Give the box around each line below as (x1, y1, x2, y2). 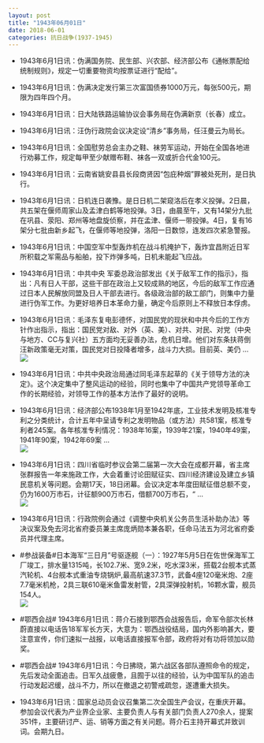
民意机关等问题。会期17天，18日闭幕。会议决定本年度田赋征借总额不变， (19, 480, 255, 489)
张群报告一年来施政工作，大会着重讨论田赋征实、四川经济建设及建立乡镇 (19, 470, 255, 479)
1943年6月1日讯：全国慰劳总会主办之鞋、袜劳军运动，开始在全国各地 (19, 143, 244, 152)
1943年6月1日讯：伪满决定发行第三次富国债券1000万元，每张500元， (19, 83, 244, 92)
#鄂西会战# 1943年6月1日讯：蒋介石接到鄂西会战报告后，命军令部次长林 (19, 615, 254, 624)
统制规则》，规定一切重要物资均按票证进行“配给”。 (19, 66, 182, 76)
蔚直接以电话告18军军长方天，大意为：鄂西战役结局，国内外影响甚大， (19, 624, 248, 634)
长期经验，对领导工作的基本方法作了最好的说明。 (33, 389, 193, 399)
